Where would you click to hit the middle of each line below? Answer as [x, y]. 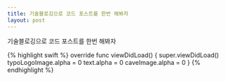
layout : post [26, 20]
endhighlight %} [31, 70]
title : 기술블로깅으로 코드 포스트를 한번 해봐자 [68, 14]
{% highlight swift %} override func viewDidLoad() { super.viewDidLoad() [113, 55]
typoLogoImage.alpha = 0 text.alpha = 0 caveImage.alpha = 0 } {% [104, 62]
